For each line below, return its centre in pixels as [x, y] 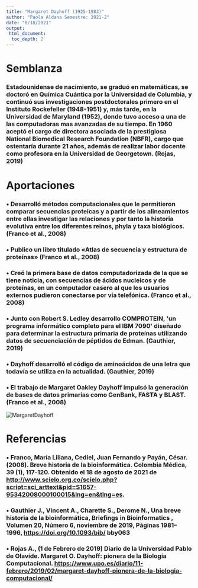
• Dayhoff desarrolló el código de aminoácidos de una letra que [98, 364]
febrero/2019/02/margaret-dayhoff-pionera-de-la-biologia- [94, 571]
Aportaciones [40, 186]
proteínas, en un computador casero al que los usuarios [88, 288]
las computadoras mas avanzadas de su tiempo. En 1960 [89, 124]
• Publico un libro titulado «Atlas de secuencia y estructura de [97, 250]
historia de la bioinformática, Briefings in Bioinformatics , [90, 518]
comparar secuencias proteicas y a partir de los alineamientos [98, 212]
